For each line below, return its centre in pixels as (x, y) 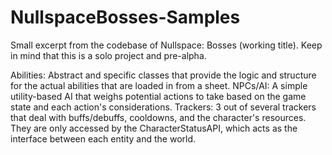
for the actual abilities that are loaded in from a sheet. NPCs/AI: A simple (159, 85)
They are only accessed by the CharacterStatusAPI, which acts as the (154, 128)
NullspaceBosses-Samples (125, 17)
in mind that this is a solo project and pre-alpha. (108, 55)
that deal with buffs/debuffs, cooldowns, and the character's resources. (158, 117)
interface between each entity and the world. (103, 138)
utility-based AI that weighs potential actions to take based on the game (158, 96)
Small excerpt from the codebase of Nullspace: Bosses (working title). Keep (166, 45)
